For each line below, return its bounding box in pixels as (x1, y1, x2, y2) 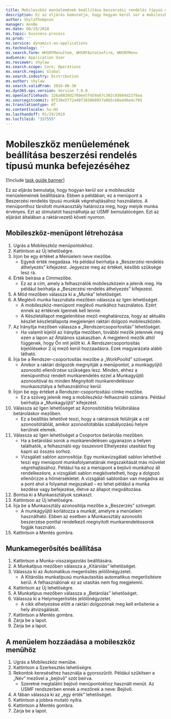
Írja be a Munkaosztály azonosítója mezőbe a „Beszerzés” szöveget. (13, 502, 156, 508)
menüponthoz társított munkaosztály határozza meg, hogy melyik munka (6, 203, 158, 209)
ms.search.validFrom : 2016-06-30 (6, 83, 77, 88)
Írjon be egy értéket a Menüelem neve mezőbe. (13, 253, 112, 259)
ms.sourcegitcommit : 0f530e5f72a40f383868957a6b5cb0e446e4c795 (6, 97, 143, 102)
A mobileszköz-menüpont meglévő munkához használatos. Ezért (20, 302, 157, 308)
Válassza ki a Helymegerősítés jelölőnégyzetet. (13, 596, 112, 602)
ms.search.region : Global (6, 69, 60, 74)
